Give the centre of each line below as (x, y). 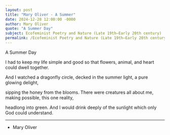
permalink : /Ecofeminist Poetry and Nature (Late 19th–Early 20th (77, 38)
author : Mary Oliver (27, 24)
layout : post (19, 10)
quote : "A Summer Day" (29, 29)
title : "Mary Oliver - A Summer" (40, 15)
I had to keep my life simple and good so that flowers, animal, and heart (80, 62)
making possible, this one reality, (39, 97)
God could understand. (29, 113)
